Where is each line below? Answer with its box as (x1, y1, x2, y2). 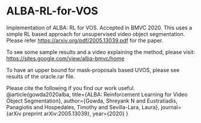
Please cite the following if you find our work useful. (6, 84, 135, 91)
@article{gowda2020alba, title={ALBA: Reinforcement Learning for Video (6, 91, 188, 98)
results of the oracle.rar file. (6, 73, 75, 80)
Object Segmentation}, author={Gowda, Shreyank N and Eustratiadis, (6, 97, 178, 104)
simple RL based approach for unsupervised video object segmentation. (6, 30, 185, 37)
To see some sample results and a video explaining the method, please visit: (6, 48, 196, 55)
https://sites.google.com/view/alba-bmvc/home (6, 55, 125, 62)
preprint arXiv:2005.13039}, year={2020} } (22, 110, 129, 117)
